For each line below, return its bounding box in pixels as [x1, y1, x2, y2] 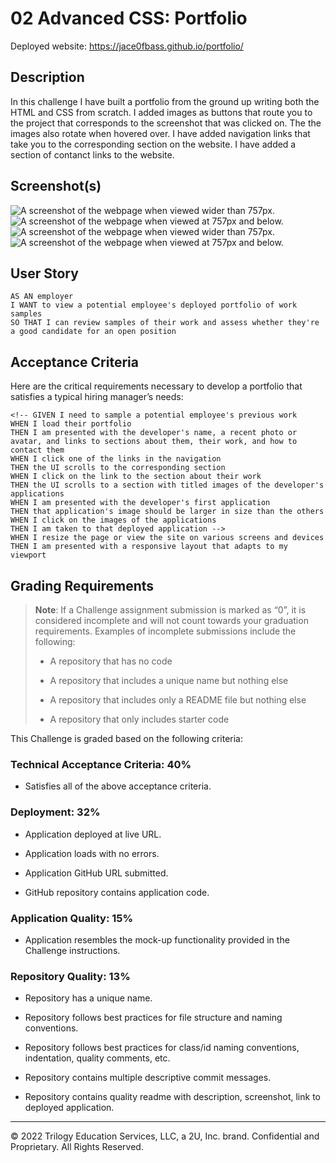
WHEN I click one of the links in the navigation [10, 454, 222, 464]
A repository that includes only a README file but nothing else [49, 694, 307, 706]
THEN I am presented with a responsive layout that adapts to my [10, 542, 288, 552]
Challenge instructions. [24, 944, 121, 956]
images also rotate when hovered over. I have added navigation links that [10, 127, 311, 139]
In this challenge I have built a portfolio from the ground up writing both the [10, 95, 320, 107]
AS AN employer [10, 292, 74, 302]
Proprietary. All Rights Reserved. [10, 1141, 144, 1153]
